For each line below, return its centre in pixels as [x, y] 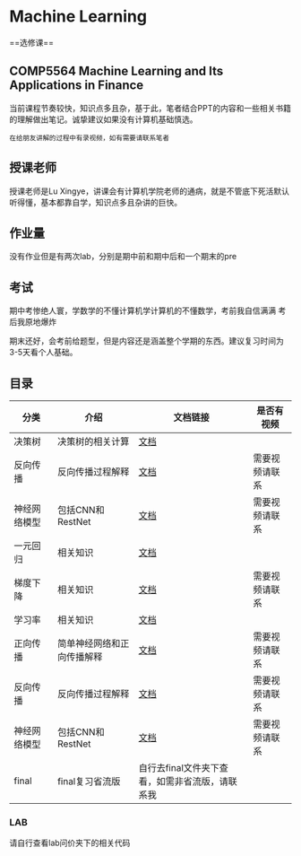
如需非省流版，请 [192, 781]
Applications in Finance [77, 86]
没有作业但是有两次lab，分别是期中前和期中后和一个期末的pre [123, 257]
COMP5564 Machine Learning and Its [116, 71]
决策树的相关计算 [93, 441]
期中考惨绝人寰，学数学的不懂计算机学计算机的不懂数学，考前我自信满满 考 [148, 310]
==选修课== [32, 42]
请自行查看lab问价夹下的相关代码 [70, 843]
